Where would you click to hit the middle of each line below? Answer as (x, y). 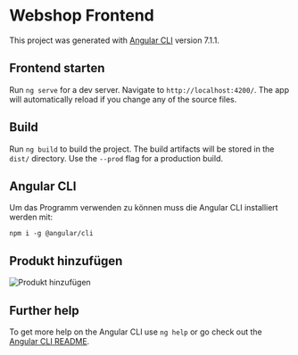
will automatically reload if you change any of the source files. (123, 99)
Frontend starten (57, 68)
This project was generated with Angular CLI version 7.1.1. (115, 40)
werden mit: (31, 217)
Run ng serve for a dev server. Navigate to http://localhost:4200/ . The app (149, 89)
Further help (45, 310)
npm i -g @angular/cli (51, 234)
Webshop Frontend (82, 16)
